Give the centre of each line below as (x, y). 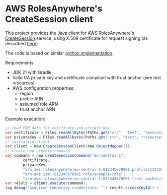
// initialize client (28, 142)
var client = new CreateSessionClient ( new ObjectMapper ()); (69, 146)
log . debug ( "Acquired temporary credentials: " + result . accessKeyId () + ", (85, 188)
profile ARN (32, 98)
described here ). (22, 43)
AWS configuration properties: (43, 88)
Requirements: (20, 63)
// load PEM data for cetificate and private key (58, 128)
